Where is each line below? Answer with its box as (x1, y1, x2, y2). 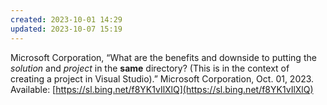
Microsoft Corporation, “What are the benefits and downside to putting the (10, 51, 317, 63)
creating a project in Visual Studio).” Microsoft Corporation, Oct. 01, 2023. (10, 72, 315, 85)
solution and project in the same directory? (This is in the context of (10, 62, 290, 74)
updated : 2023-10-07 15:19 (10, 24, 123, 34)
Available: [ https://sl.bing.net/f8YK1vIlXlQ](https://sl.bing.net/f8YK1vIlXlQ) (10, 83, 314, 95)
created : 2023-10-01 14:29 (10, 14, 123, 25)
